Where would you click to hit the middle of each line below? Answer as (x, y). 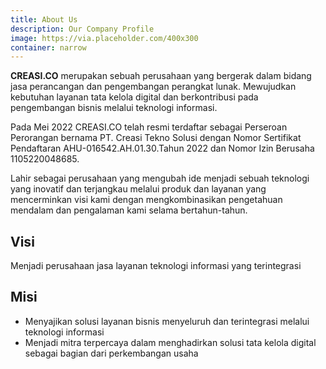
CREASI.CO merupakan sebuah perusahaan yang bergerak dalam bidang (161, 76)
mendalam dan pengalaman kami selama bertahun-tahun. (129, 210)
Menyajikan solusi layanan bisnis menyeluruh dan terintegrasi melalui (167, 321)
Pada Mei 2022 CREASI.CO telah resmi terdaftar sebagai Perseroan (149, 127)
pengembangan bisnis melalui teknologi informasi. (114, 108)
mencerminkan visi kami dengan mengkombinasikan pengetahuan (146, 200)
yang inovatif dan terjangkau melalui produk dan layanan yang (138, 189)
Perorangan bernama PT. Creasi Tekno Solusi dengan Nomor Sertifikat (156, 138)
